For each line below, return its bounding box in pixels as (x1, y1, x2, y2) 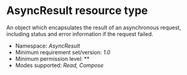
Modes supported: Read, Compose (15, 62, 104, 69)
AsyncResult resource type (6, 4, 148, 18)
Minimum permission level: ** (15, 55, 90, 62)
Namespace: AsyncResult (15, 42, 81, 49)
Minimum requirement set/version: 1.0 (15, 48, 111, 55)
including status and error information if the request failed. (6, 30, 154, 37)
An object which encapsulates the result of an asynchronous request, (6, 24, 182, 31)
